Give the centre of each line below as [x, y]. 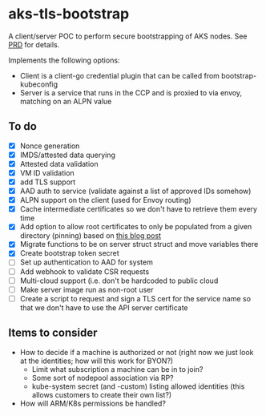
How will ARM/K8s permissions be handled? [93, 403]
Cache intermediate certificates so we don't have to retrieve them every [139, 209]
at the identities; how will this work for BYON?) [97, 361]
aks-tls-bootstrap [69, 14]
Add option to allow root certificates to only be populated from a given [136, 227]
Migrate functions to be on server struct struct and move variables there [139, 244]
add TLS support [48, 182]
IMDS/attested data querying [68, 155]
